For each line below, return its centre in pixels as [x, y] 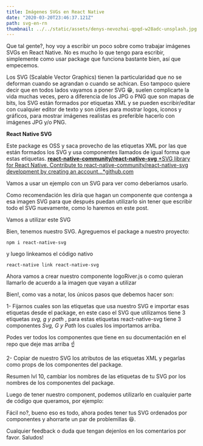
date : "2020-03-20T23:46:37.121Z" [50, 18]
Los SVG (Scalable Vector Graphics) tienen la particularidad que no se [94, 77]
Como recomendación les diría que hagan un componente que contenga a [99, 195]
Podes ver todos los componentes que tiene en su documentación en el [96, 337]
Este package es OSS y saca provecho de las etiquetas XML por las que [97, 146]
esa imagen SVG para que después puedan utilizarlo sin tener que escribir [99, 201]
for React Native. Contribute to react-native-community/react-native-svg [97, 165]
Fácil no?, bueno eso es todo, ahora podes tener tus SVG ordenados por [97, 413]
